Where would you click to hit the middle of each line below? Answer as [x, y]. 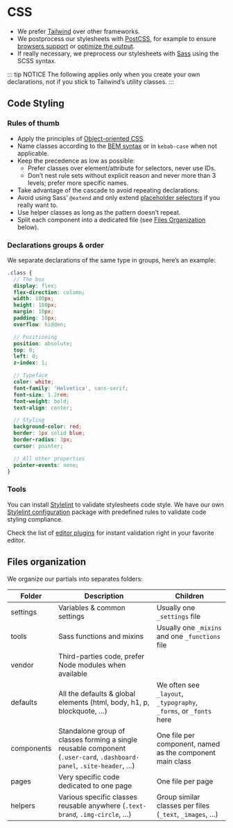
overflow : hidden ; [40, 324]
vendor [22, 665]
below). [28, 227]
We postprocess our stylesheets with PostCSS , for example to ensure [116, 38]
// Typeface [31, 376]
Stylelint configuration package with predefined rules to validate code [107, 512]
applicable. [33, 153]
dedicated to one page [95, 786]
